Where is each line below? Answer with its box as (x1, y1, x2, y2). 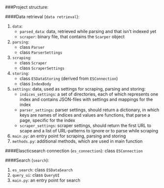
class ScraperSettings (19, 65, 65, 71)
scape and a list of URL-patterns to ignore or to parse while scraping (19, 128, 159, 133)
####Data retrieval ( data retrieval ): (5, 14, 80, 19)
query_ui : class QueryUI (12, 172, 60, 178)
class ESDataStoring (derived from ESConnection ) (19, 76, 118, 81)
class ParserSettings (19, 49, 62, 55)
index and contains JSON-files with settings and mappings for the (19, 96, 153, 102)
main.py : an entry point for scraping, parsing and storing (12, 133, 126, 139)
